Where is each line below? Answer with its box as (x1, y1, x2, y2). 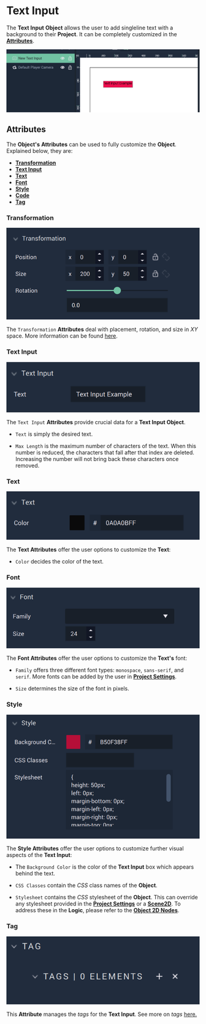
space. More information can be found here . (6, 332, 118, 339)
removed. (15, 462, 40, 470)
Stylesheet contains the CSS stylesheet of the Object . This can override (15, 894, 198, 901)
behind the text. (15, 870, 55, 877)
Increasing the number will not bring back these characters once (15, 456, 179, 463)
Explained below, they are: (6, 147, 73, 154)
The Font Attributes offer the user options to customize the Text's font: (6, 654, 188, 662)
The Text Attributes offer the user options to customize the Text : (6, 546, 171, 553)
